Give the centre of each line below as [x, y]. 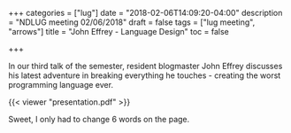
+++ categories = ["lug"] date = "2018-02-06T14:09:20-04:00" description [145, 13]
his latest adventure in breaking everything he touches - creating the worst [145, 75]
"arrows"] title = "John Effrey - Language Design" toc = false [119, 31]
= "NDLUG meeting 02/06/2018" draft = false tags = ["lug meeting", [132, 22]
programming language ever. [61, 85]
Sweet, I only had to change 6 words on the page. [99, 119]
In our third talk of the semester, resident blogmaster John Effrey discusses [145, 66]
